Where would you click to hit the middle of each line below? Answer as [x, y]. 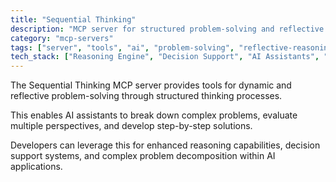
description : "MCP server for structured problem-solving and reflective [167, 29]
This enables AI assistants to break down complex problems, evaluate [154, 115]
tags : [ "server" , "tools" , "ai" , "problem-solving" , [122, 47]
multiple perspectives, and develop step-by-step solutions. [131, 126]
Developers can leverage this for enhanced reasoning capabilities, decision [165, 145]
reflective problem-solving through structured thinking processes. [146, 96]
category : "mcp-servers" [62, 38]
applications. [36, 167]
